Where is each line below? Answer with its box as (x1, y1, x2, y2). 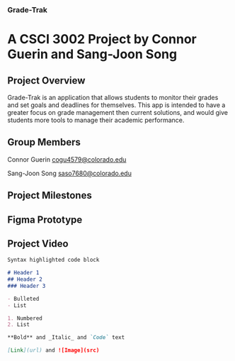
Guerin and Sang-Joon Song (7, 46, 178, 62)
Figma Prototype (7, 213, 83, 226)
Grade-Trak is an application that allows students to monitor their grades (7, 93, 219, 101)
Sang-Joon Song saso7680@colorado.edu (7, 169, 132, 177)
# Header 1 (7, 270, 40, 277)
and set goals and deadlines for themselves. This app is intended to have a (7, 101, 226, 109)
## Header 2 (7, 276, 42, 283)
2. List (7, 321, 30, 328)
